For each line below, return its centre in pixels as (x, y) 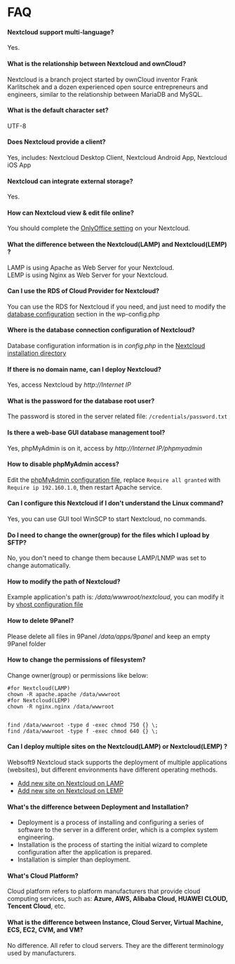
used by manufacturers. (42, 953)
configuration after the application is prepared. (85, 852)
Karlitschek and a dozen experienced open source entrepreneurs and (108, 87)
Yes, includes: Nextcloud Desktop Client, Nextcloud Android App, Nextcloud (117, 158)
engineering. (36, 837)
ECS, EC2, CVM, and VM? (45, 930)
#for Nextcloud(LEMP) (39, 700)
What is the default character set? (58, 110)
